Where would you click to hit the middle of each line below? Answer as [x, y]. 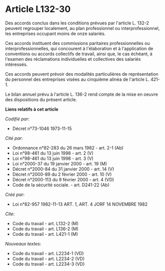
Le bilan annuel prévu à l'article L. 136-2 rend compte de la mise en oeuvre [82, 94]
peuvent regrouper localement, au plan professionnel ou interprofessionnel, [82, 28]
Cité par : [14, 138]
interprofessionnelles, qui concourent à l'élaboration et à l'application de [79, 48]
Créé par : [15, 194]
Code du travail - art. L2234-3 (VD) [48, 264]
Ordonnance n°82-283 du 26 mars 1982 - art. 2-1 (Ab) [68, 147]
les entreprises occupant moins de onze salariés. [55, 33]
